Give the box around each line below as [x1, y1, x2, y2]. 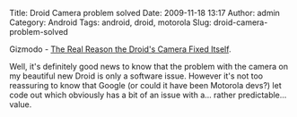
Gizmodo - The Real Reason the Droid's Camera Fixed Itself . [9, 44, 231, 54]
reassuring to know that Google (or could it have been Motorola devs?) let [9, 80, 282, 90]
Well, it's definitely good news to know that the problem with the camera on [9, 62, 289, 71]
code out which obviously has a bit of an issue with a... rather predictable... [9, 89, 287, 100]
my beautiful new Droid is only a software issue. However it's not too [9, 71, 263, 81]
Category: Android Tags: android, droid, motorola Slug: [9, 17, 213, 28]
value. [9, 99, 32, 110]
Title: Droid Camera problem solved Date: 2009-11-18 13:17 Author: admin [9, 8, 281, 18]
